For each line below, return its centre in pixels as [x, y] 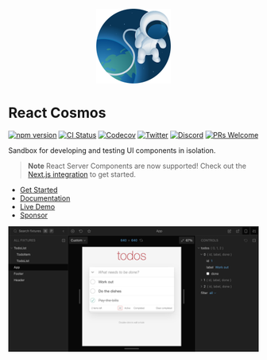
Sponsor [34, 215]
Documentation [45, 198]
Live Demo [37, 206]
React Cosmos [57, 113]
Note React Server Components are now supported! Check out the [137, 166]
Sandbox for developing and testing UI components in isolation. [112, 150]
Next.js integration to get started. [82, 174]
